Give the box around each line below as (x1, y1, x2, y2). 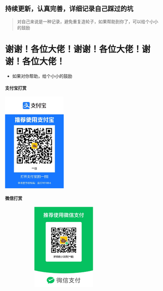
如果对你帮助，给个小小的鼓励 (12, 73, 72, 79)
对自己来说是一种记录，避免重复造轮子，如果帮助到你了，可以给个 (17, 19, 150, 24)
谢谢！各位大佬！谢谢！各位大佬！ (5, 44, 143, 55)
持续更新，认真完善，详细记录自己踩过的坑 (5, 4, 133, 13)
